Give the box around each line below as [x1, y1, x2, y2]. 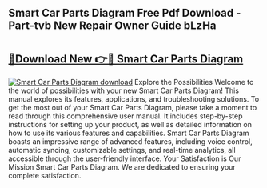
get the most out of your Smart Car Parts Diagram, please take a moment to [8, 103, 257, 112]
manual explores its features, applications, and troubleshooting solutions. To [8, 94, 260, 103]
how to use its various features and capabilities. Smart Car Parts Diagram [8, 128, 249, 138]
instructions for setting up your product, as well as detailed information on [8, 120, 252, 129]
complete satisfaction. [8, 171, 82, 180]
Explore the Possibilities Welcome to [134, 78, 254, 86]
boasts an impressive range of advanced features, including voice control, [8, 137, 253, 146]
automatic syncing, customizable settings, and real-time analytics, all [8, 146, 236, 154]
